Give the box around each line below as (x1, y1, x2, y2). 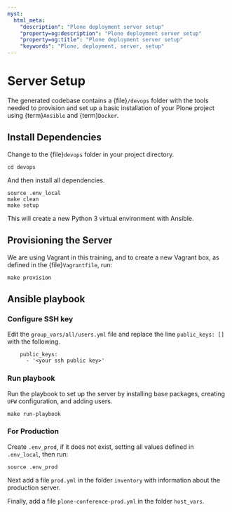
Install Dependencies (7, 131, 102, 144)
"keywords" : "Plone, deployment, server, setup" (20, 43, 165, 50)
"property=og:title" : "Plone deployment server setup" (20, 36, 184, 43)
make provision (7, 274, 52, 281)
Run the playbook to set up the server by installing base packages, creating (7, 389, 226, 398)
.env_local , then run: (7, 450, 69, 458)
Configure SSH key (7, 314, 74, 323)
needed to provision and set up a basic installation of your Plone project (7, 103, 215, 112)
